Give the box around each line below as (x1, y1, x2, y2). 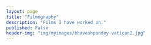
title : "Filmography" (6, 14, 59, 20)
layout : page (6, 8, 38, 15)
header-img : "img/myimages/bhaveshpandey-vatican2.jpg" (6, 30, 146, 36)
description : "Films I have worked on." (6, 19, 107, 25)
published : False (6, 25, 49, 31)
